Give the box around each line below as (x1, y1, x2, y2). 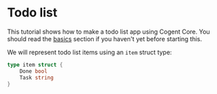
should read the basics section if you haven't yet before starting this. (7, 34, 203, 43)
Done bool (19, 67, 48, 75)
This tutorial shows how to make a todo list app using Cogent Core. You (7, 27, 210, 36)
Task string (19, 74, 54, 81)
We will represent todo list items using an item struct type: (7, 48, 172, 56)
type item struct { (7, 61, 63, 68)
